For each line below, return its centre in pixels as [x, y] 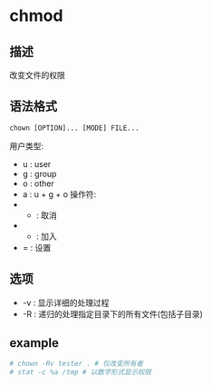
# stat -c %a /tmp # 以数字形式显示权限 [81, 372]
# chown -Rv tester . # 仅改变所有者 [76, 364]
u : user [37, 163]
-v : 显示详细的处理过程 [66, 302]
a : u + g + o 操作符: [59, 194]
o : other [38, 183]
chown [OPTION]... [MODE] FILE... [75, 128]
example [34, 343]
